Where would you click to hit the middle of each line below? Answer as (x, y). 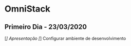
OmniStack (28, 9)
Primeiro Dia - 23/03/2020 (46, 27)
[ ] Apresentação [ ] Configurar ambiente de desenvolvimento (65, 38)
